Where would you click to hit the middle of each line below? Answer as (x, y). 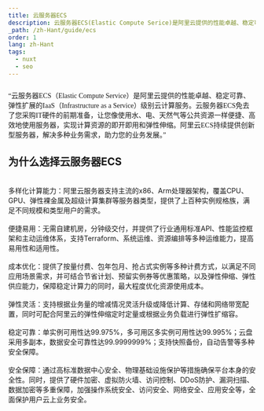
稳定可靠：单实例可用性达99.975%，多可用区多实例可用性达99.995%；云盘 (130, 332)
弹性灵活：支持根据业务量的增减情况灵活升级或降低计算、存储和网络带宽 (125, 304)
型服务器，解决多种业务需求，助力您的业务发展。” (87, 135)
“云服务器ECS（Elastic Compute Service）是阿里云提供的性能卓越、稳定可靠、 (129, 95)
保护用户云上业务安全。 (53, 399)
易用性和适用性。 (36, 248)
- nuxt (26, 60)
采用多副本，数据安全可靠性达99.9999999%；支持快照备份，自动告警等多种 (132, 342)
